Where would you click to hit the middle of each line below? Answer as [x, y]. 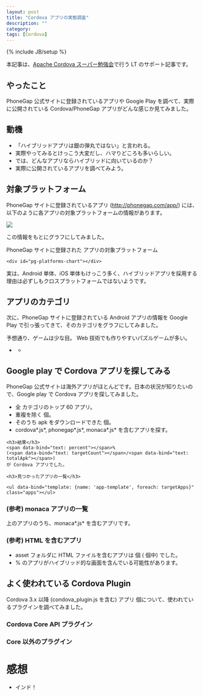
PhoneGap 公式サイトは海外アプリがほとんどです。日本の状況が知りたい [97, 387]
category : [19, 29]
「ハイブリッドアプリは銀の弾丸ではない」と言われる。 [84, 145]
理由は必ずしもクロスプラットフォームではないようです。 [78, 281]
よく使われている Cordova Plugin [69, 584]
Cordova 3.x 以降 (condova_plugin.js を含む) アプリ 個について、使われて [97, 599]
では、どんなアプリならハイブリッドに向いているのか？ [84, 160]
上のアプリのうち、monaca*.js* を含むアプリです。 [70, 524]
